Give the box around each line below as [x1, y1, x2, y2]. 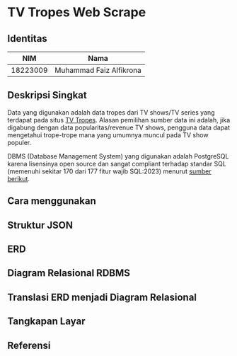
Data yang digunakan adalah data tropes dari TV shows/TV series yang [7, 108, 215, 117]
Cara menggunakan [7, 195, 97, 207]
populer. [7, 138, 32, 147]
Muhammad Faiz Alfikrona [54, 65, 141, 75]
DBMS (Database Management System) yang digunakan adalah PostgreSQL [7, 151, 229, 160]
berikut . [7, 174, 30, 183]
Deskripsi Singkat [7, 89, 87, 101]
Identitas [7, 33, 47, 45]
